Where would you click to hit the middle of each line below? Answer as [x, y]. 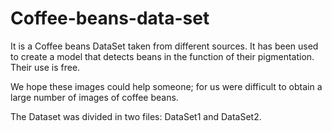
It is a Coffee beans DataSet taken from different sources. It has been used [164, 46]
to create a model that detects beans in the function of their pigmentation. [162, 56]
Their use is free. [45, 67]
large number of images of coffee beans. [94, 97]
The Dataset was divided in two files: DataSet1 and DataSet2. [136, 116]
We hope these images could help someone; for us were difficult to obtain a [166, 86]
